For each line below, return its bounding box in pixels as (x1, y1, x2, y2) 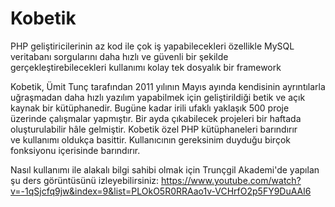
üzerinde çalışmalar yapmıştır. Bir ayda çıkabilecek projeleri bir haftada (10, 112, 302, 124)
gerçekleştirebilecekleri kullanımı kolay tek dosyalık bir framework (10, 61, 282, 73)
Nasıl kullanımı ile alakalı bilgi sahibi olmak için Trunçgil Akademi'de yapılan (10, 163, 320, 176)
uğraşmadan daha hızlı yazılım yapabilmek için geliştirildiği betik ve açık (10, 91, 306, 103)
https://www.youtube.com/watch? (161, 174, 302, 186)
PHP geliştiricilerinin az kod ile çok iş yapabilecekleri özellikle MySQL (10, 40, 295, 52)
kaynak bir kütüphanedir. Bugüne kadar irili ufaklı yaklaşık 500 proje (10, 102, 290, 114)
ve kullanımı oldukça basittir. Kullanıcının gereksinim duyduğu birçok (10, 133, 291, 146)
